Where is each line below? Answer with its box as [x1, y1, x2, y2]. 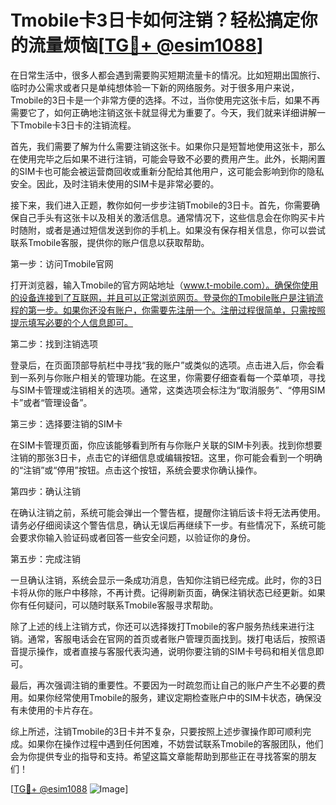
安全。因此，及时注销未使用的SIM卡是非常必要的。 [10, 177, 220, 190]
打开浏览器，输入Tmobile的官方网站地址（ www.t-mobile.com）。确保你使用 [10, 279, 319, 291]
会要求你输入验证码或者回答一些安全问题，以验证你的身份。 [10, 531, 256, 543]
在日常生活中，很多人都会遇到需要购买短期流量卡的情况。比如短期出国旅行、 [10, 69, 326, 81]
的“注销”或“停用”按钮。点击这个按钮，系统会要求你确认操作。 [10, 464, 263, 476]
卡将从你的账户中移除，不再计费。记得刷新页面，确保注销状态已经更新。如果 [10, 586, 326, 598]
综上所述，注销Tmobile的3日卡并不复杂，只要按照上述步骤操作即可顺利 [10, 725, 303, 737]
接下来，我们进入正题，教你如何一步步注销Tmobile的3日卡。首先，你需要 [10, 199, 312, 211]
